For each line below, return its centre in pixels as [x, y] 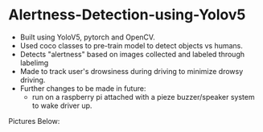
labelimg [34, 63]
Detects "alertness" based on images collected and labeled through [132, 54]
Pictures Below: [34, 121]
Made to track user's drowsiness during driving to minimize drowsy [131, 71]
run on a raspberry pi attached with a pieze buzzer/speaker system [143, 97]
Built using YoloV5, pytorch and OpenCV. [87, 37]
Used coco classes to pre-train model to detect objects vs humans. [131, 45]
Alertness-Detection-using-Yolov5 [127, 15]
